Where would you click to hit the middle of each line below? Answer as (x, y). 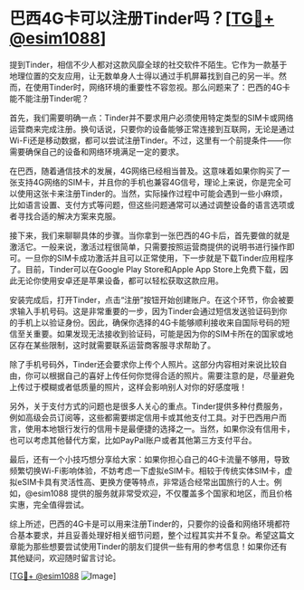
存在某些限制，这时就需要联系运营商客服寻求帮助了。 (116, 345)
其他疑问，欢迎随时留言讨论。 (65, 557)
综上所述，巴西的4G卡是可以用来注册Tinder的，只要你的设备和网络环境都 (146, 523)
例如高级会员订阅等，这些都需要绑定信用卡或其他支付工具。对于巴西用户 (144, 417)
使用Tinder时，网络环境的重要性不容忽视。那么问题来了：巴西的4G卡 (162, 87)
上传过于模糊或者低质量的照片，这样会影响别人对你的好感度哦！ (128, 386)
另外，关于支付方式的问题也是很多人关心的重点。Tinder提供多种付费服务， (148, 406)
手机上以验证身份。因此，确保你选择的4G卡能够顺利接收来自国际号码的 (149, 322)
